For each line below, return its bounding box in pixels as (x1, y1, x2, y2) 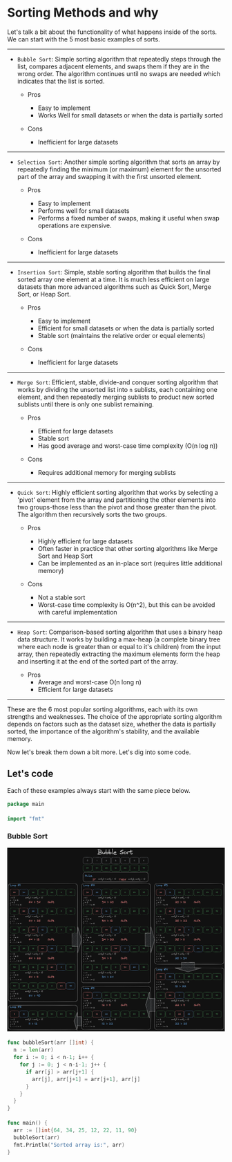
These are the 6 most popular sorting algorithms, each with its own (7, 705, 198, 713)
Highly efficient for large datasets (37, 537, 133, 545)
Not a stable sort (37, 593, 86, 601)
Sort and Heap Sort (37, 552, 93, 560)
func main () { (7, 1120, 48, 1127)
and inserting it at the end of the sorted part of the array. (17, 657, 178, 665)
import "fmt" (7, 815, 45, 822)
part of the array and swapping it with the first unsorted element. (17, 172, 202, 180)
